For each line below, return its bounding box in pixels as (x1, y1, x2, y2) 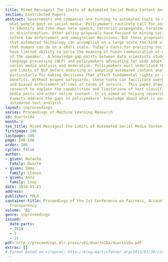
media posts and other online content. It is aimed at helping (9, 91, 144, 96)
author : (5, 152, 21, 157)
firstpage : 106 (5, 128, 37, 133)
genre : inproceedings (5, 212, 50, 217)
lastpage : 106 (5, 133, 35, 138)
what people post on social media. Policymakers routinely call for (9, 21, 155, 27)
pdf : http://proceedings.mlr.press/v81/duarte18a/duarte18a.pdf (5, 240, 142, 245)
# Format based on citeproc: (5, 249, 66, 254)
